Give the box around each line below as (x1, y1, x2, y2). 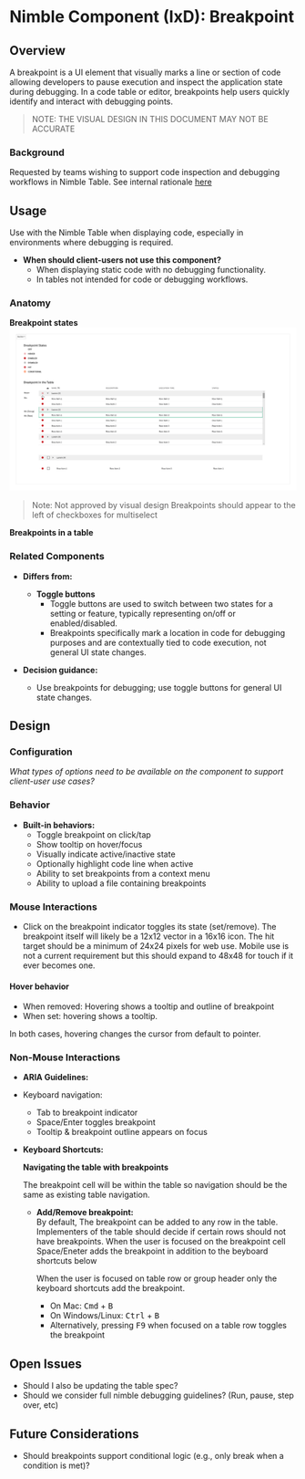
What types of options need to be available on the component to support (9, 766, 284, 777)
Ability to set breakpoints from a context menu (36, 868, 211, 879)
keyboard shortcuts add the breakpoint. (36, 1283, 185, 1294)
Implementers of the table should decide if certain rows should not (36, 1226, 287, 1237)
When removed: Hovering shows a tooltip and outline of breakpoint (22, 1001, 275, 1012)
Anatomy (9, 297, 52, 309)
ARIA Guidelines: (22, 1072, 89, 1083)
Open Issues (9, 1356, 82, 1371)
